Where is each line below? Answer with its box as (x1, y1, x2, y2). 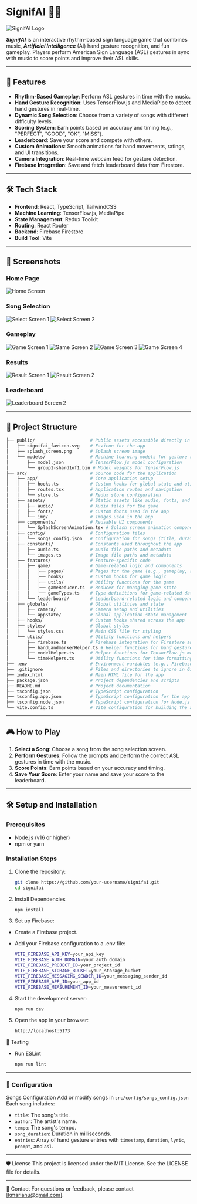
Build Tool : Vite (14, 234, 52, 241)
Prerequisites (6, 820, 45, 829)
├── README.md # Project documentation (6, 683, 151, 689)
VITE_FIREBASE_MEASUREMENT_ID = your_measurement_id (14, 984, 141, 990)
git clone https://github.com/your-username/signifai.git (14, 879, 159, 885)
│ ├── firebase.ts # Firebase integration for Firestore (6, 639, 185, 645)
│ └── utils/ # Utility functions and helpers (6, 633, 172, 640)
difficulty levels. (14, 117, 53, 125)
